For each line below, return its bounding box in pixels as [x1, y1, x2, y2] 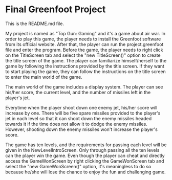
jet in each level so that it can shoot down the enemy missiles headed [5, 115, 152, 121]
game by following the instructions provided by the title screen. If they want [5, 63, 165, 69]
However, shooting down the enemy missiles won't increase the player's [5, 126, 158, 132]
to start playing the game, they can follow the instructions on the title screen [5, 68, 166, 75]
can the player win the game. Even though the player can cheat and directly [5, 152, 165, 159]
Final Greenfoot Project [5, 4, 106, 15]
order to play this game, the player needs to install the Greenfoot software [5, 36, 161, 42]
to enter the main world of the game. [5, 74, 83, 80]
